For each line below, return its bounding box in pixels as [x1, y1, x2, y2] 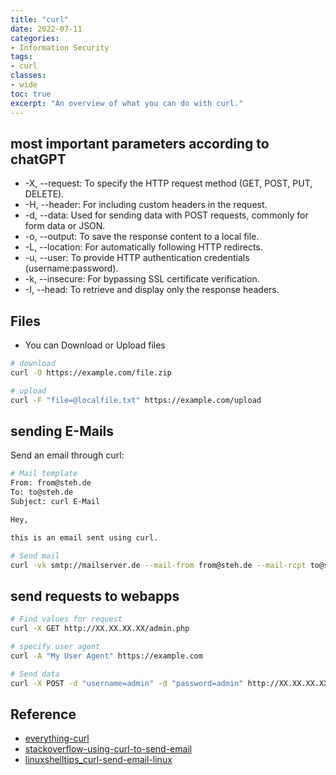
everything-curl [24, 732, 90, 745]
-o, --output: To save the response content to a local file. [24, 231, 260, 243]
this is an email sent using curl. [10, 532, 159, 543]
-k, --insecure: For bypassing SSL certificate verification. [24, 273, 260, 285]
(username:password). [24, 262, 119, 275]
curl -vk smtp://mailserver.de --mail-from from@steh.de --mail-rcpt [10, 560, 307, 570]
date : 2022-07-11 [10, 24, 83, 34]
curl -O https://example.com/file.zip [10, 368, 172, 378]
